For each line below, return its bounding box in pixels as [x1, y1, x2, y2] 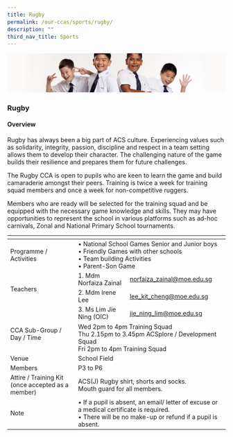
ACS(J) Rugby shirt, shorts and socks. [78, 377, 187, 385]
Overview [7, 120, 36, 128]
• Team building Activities [78, 254, 151, 263]
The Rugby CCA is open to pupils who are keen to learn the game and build [7, 171, 223, 180]
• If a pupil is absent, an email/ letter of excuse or [78, 397, 218, 406]
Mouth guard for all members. [78, 384, 163, 393]
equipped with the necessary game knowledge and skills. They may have [7, 207, 217, 215]
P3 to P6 [78, 364, 103, 372]
